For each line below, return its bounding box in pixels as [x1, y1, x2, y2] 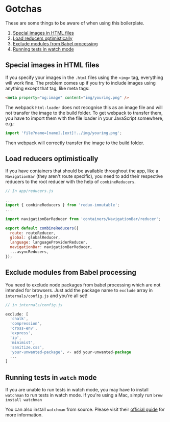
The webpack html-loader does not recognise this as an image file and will [5, 104, 163, 110]
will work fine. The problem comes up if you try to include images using [5, 80, 156, 86]
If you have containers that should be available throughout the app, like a [5, 168, 159, 174]
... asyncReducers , [10, 249, 50, 255]
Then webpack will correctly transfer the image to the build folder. [5, 140, 144, 146]
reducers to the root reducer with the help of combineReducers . [5, 179, 136, 185]
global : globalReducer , [10, 235, 60, 240]
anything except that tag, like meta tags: [5, 85, 90, 91]
